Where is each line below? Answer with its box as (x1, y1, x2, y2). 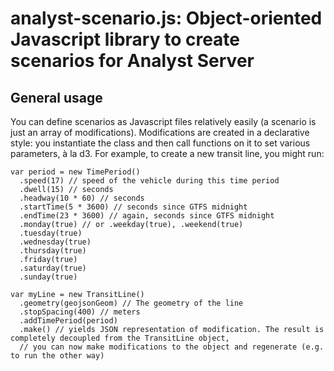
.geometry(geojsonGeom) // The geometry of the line (19, 298, 244, 308)
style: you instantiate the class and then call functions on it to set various (10, 137, 311, 149)
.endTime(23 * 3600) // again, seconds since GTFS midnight (19, 211, 275, 221)
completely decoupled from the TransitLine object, (10, 333, 230, 343)
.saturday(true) (19, 263, 87, 273)
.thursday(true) (19, 246, 87, 256)
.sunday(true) (19, 272, 78, 282)
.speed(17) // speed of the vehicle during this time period (19, 176, 280, 186)
